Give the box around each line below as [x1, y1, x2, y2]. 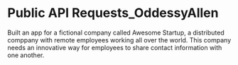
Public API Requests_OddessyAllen [7, 5, 219, 21]
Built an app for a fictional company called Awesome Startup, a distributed [7, 28, 225, 37]
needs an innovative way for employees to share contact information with [7, 43, 222, 52]
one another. [7, 51, 45, 59]
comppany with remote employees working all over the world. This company [7, 35, 232, 44]
